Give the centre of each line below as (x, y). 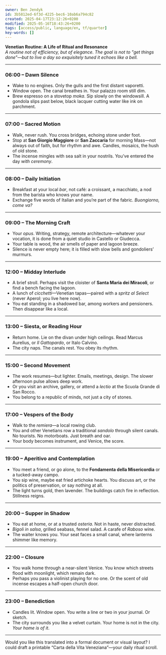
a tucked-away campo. (36, 475)
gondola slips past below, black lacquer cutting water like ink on (77, 101)
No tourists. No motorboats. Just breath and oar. (62, 436)
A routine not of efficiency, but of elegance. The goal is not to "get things (80, 52)
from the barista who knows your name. (53, 195)
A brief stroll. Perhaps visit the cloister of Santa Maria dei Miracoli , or (83, 283)
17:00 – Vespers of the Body (39, 415)
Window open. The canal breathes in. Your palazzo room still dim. (79, 91)
